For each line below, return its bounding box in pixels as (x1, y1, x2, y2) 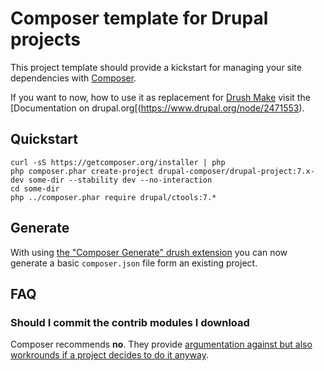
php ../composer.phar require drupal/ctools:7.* (10, 192, 217, 202)
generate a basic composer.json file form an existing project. (10, 257, 258, 269)
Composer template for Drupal (10, 7, 269, 30)
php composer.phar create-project (10, 166, 155, 176)
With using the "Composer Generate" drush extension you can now (10, 246, 288, 258)
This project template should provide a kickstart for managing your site (10, 61, 302, 73)
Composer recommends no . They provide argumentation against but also (10, 338, 313, 351)
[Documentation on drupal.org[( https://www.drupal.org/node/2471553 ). (10, 102, 305, 114)
